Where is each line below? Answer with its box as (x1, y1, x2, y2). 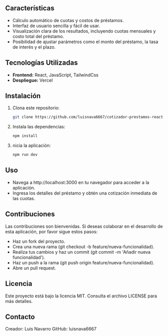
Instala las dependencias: (12, 124, 65, 130)
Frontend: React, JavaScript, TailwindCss (12, 72, 99, 78)
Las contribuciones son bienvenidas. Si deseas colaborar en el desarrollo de (5, 223, 163, 229)
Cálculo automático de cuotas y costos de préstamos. (12, 17, 124, 23)
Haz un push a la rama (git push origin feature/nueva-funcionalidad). (12, 259, 154, 265)
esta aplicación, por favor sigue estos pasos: (5, 228, 98, 235)
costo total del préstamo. (12, 33, 64, 39)
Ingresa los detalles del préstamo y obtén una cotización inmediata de (12, 190, 157, 196)
